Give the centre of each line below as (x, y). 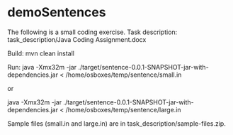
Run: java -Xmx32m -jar (42, 67)
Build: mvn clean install (41, 53)
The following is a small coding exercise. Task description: (92, 32)
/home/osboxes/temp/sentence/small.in (124, 75)
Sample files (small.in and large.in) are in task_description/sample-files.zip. (117, 123)
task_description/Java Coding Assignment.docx (77, 39)
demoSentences (57, 12)
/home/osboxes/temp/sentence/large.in (124, 109)
